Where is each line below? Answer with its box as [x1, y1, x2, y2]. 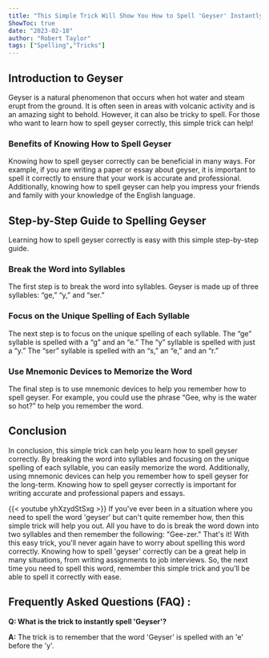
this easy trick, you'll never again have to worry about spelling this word [8, 538, 246, 547]
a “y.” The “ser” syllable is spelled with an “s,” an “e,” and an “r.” [8, 346, 219, 355]
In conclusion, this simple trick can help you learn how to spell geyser [8, 445, 238, 455]
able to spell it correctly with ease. [8, 571, 122, 582]
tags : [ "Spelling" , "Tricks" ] [8, 42, 106, 50]
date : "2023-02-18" [8, 26, 74, 35]
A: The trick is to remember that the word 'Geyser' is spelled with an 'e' [8, 632, 244, 642]
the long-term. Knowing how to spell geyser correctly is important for [8, 479, 237, 489]
